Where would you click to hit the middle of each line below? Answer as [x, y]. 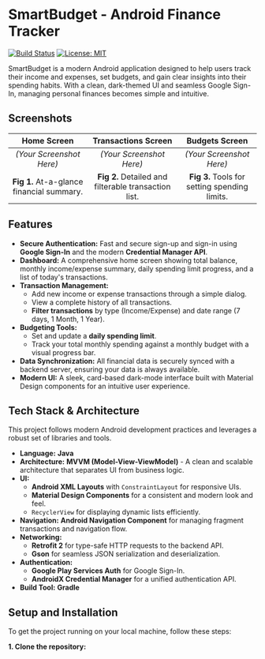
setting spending [217, 186]
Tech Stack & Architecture [74, 411]
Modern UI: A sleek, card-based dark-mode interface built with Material [136, 377]
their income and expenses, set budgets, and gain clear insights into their [127, 77]
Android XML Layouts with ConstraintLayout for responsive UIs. [136, 487]
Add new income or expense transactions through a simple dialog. [139, 294]
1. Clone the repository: [47, 647]
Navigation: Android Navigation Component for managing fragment [132, 520]
